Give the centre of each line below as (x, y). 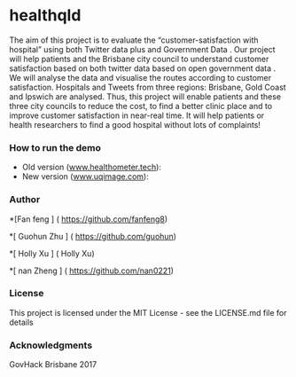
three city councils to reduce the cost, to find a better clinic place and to (141, 106)
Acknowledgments (51, 345)
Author (25, 200)
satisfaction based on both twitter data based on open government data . (143, 68)
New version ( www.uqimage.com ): (85, 177)
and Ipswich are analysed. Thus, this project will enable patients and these (145, 96)
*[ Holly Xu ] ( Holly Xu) (52, 253)
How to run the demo (55, 147)
